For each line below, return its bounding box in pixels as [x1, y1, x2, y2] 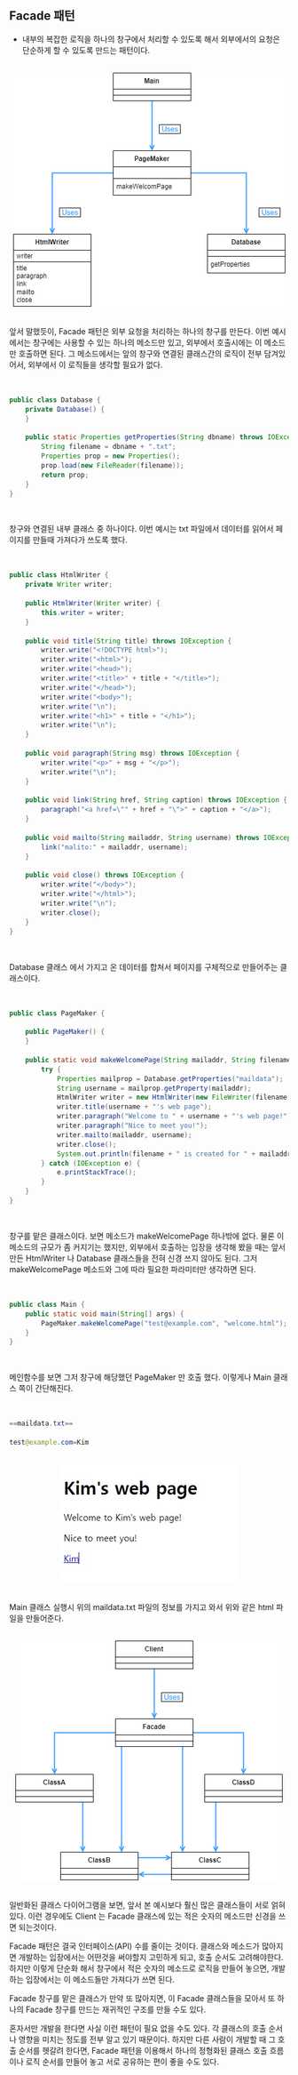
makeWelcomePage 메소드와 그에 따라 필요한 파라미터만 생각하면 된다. [9, 1263, 256, 1274]
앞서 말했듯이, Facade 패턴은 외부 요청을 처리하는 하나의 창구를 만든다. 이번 [9, 325, 271, 336]
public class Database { [9, 395, 101, 405]
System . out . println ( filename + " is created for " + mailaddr [56, 1150, 292, 1158]
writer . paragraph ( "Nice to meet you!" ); [56, 1121, 208, 1131]
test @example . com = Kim [9, 1438, 90, 1447]
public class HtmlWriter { [9, 571, 109, 580]
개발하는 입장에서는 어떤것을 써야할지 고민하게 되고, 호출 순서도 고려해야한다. [18, 1951, 284, 1962]
